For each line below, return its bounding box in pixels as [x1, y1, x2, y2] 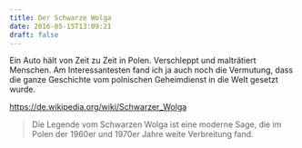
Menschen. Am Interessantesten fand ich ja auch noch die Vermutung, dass [9, 64, 294, 75]
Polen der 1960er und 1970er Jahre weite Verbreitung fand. [31, 129, 254, 140]
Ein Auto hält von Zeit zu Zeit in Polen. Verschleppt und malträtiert [9, 55, 257, 66]
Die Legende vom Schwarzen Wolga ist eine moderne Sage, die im [31, 119, 282, 130]
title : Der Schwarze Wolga [9, 13, 112, 23]
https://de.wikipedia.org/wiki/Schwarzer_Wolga [9, 102, 187, 113]
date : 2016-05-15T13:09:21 [9, 22, 112, 31]
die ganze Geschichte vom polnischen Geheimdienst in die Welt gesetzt [9, 74, 279, 85]
